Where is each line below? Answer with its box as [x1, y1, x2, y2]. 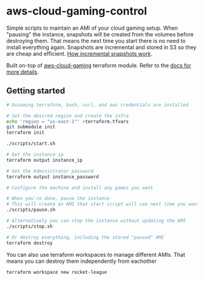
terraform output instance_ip [6, 157, 83, 163]
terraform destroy [6, 240, 53, 246]
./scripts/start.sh [6, 140, 56, 147]
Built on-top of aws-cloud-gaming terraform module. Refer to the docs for [6, 62, 191, 69]
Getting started [6, 86, 66, 96]
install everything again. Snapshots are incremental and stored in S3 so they [6, 44, 197, 51]
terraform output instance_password [6, 174, 99, 180]
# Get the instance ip [6, 151, 64, 157]
